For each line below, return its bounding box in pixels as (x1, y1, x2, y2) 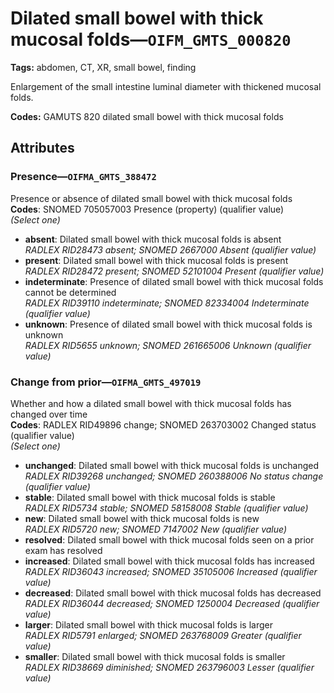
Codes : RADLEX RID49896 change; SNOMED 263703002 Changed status (10, 418, 317, 431)
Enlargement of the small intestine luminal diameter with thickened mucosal (10, 80, 322, 92)
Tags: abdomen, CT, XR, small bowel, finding (10, 61, 197, 73)
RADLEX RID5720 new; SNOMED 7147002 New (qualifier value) (24, 523, 288, 535)
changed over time (10, 408, 88, 420)
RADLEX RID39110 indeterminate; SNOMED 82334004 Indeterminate (24, 297, 310, 309)
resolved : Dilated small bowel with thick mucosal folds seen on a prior (24, 533, 315, 546)
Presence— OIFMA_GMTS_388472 (10, 170, 157, 184)
